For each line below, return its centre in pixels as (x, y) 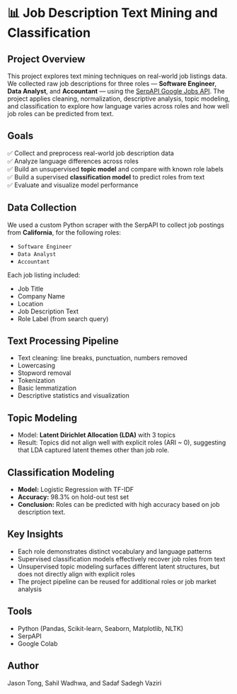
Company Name (41, 296)
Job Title (30, 289)
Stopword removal (44, 373)
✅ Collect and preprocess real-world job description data (91, 153)
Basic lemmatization (47, 388)
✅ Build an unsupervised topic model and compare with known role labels (116, 169)
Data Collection (42, 208)
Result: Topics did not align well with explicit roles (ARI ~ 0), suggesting (122, 442)
